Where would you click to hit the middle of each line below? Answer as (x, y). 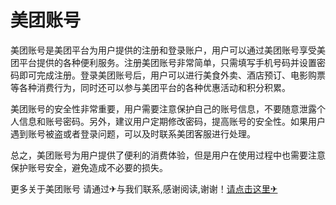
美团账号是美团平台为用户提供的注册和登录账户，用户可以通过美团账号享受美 (168, 50)
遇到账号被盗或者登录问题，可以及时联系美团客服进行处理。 (133, 133)
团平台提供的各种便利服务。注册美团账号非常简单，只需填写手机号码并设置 (163, 62)
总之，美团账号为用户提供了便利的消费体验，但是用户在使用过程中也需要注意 (168, 155)
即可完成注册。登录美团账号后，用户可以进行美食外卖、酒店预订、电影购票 (172, 75)
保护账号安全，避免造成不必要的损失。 (89, 167)
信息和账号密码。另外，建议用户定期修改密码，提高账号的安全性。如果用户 (172, 121)
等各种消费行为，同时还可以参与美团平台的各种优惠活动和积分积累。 (150, 87)
